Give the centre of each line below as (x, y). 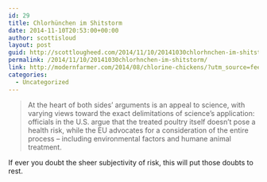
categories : (28, 75)
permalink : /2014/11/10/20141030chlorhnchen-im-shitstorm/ (108, 60)
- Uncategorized (42, 82)
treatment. (44, 147)
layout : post (30, 45)
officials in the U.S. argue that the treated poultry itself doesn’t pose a (141, 122)
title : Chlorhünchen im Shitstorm (66, 23)
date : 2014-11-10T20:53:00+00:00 (64, 30)
